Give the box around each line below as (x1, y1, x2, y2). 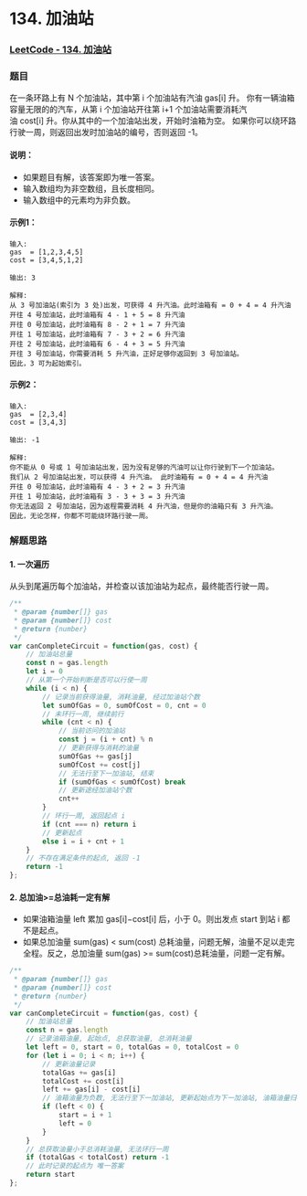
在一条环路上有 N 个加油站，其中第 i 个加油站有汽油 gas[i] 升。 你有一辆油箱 (9, 92, 295, 103)
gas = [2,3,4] (9, 410, 68, 419)
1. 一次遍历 (9, 558, 50, 569)
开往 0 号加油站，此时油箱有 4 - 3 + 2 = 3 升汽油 (9, 482, 185, 492)
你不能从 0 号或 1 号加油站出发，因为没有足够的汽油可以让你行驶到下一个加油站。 (9, 463, 280, 472)
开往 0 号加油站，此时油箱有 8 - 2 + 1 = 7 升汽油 (9, 320, 185, 329)
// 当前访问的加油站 (58, 726, 126, 736)
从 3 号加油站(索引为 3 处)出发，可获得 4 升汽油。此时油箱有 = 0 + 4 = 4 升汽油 (9, 301, 291, 310)
